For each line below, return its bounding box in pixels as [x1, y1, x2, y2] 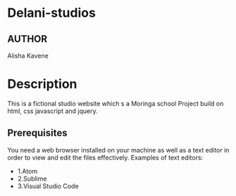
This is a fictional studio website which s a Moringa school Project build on [7, 99, 224, 107]
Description [7, 76, 77, 92]
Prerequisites [7, 127, 68, 139]
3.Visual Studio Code [17, 181, 79, 190]
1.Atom [17, 166, 38, 175]
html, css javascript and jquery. [7, 107, 99, 115]
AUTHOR [7, 33, 48, 45]
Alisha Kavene [7, 51, 49, 60]
